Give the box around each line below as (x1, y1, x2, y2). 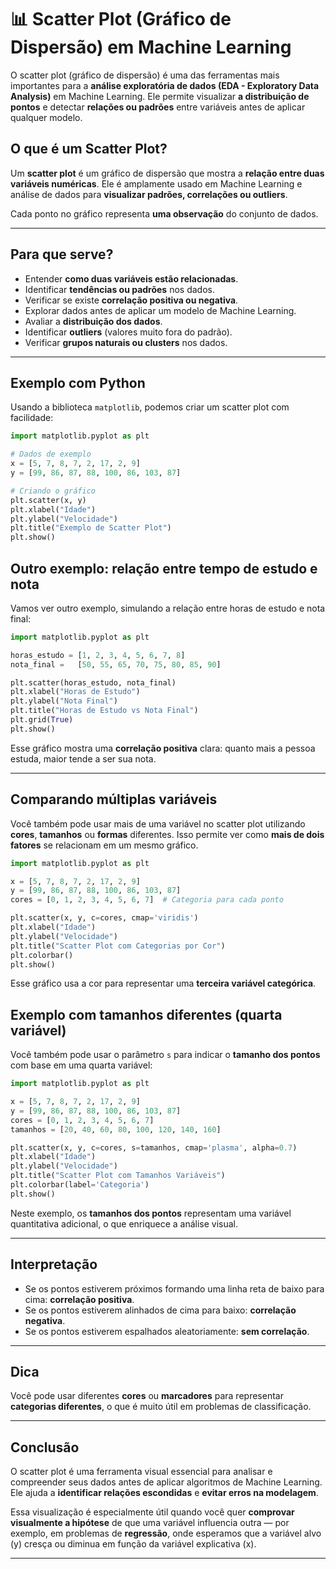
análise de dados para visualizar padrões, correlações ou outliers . (10, 188, 288, 200)
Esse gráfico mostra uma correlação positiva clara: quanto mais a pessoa (10, 742, 316, 754)
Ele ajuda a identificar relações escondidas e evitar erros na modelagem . (10, 1487, 319, 1499)
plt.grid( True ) (10, 715, 74, 725)
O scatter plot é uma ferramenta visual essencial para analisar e (10, 1466, 273, 1478)
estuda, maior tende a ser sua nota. (10, 752, 157, 765)
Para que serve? (10, 246, 114, 263)
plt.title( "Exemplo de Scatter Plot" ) (10, 523, 172, 533)
